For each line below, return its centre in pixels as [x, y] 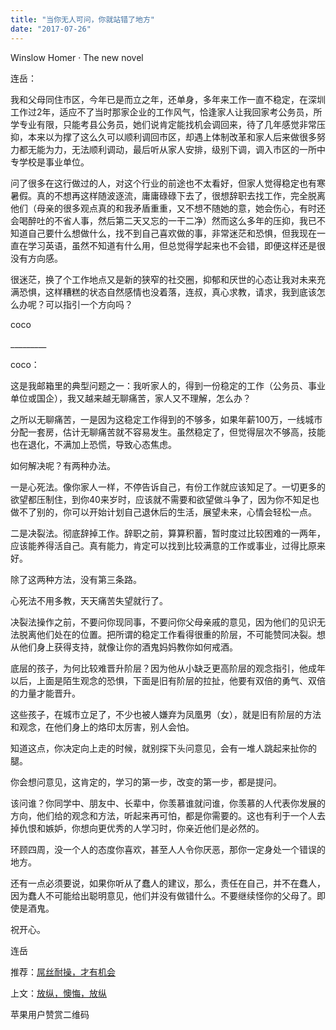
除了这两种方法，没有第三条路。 [76, 579]
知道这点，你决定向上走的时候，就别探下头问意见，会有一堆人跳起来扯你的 [163, 748]
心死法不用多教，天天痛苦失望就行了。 [89, 600]
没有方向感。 [36, 258]
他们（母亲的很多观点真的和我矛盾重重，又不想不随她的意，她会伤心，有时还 [168, 208]
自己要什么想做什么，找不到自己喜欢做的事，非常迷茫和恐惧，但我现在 [172, 233]
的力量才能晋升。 [45, 693]
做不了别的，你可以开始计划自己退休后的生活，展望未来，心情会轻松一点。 [163, 512]
